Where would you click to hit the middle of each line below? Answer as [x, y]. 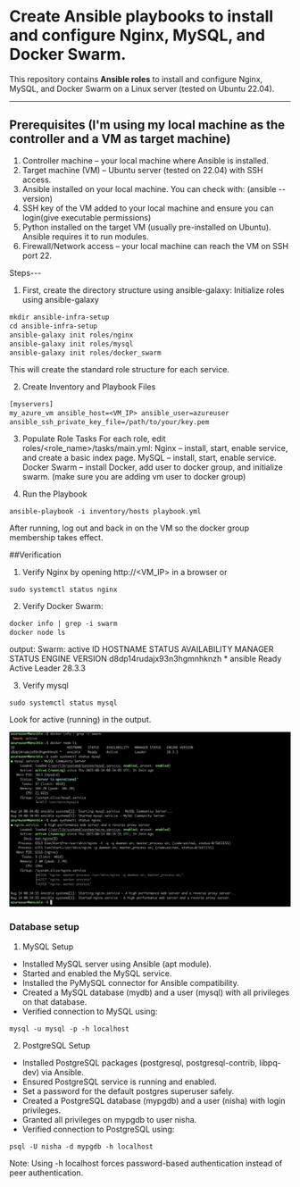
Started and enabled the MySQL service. [97, 973]
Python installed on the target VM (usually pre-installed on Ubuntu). [146, 227]
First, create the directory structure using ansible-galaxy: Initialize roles [153, 290]
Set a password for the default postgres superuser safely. [128, 1091]
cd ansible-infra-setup [54, 326]
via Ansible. [63, 1072]
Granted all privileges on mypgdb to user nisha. [109, 1119]
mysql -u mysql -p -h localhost [69, 1029]
